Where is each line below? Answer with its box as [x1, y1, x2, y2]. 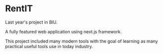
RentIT [5, 3, 33, 14]
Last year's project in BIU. [5, 19, 58, 25]
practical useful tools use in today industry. [5, 43, 93, 49]
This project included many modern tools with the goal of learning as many [5, 38, 158, 44]
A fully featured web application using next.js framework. [5, 28, 122, 34]
